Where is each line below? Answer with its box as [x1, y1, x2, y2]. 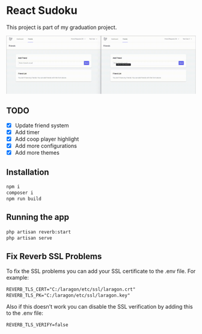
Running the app [6, 212, 69, 222]
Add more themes [14, 149, 60, 156]
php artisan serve [6, 235, 52, 241]
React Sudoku [6, 4, 78, 18]
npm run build [6, 196, 42, 202]
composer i [6, 190, 34, 196]
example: [6, 274, 29, 281]
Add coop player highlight [14, 135, 79, 143]
